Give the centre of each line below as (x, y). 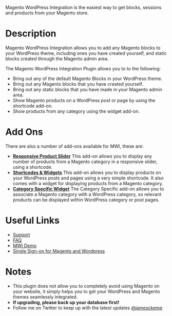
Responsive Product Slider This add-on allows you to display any (82, 156)
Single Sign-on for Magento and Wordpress (59, 251)
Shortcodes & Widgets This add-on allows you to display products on (87, 172)
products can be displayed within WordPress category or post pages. (86, 200)
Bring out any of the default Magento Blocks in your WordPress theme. (88, 78)
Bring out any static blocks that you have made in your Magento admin (88, 89)
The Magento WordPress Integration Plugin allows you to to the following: (83, 68)
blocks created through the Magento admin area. (57, 58)
